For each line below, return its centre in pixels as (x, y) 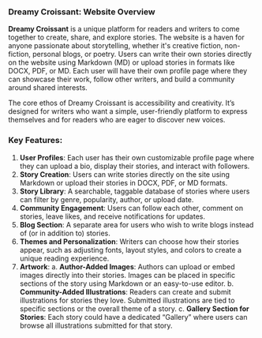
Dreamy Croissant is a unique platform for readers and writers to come (124, 29)
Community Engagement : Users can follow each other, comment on (131, 208)
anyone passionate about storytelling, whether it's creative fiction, (116, 46)
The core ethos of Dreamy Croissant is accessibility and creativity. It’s (122, 103)
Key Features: (36, 141)
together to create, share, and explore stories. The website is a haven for (126, 37)
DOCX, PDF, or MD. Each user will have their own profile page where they (128, 71)
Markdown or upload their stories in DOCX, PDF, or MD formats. (124, 182)
